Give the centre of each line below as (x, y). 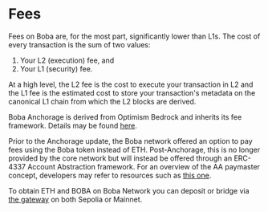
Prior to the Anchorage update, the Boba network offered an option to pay (130, 141)
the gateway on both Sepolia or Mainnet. (75, 199)
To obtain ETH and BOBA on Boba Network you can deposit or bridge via (129, 190)
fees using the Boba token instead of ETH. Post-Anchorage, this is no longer (134, 149)
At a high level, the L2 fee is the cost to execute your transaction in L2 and (131, 84)
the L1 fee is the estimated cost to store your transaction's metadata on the (132, 92)
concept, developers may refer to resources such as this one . (110, 175)
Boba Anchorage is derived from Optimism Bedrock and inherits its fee (125, 116)
